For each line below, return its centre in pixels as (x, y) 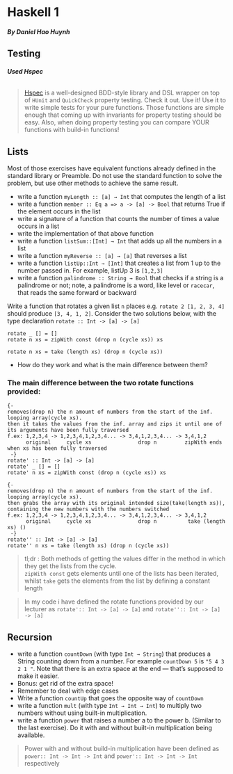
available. (31, 735)
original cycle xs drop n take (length (126, 522)
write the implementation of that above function (86, 234)
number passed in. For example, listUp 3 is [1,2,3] (90, 271)
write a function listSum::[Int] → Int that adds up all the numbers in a (120, 241)
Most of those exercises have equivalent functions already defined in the (112, 168)
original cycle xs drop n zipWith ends (124, 442)
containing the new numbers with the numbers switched (88, 509)
